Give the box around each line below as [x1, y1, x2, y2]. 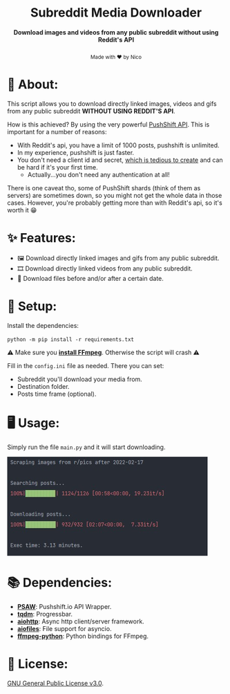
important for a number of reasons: [7, 128, 107, 136]
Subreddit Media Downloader [30, 5, 202, 21]
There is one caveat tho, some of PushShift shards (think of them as [7, 184, 201, 192]
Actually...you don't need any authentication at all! [27, 171, 171, 179]
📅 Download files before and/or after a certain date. [17, 275, 164, 283]
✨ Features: [7, 230, 76, 246]
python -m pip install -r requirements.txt [7, 336, 135, 343]
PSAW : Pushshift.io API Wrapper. [17, 602, 112, 610]
